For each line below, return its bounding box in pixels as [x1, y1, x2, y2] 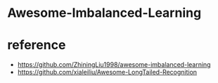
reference [7, 37, 66, 53]
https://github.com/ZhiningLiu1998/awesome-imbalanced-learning [17, 60, 211, 69]
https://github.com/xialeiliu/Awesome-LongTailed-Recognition [17, 68, 198, 77]
